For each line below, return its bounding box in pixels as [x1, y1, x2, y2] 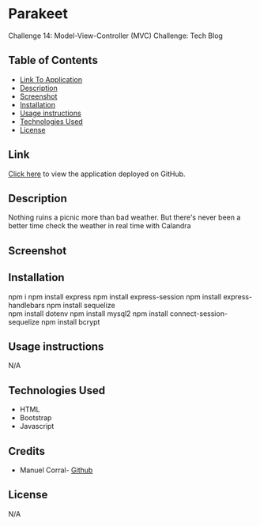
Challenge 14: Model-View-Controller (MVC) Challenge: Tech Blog [8, 31, 224, 40]
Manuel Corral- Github [19, 465, 93, 475]
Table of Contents [8, 54, 99, 67]
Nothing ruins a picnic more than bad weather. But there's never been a [8, 212, 241, 222]
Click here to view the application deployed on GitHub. [8, 169, 186, 178]
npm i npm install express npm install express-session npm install [8, 291, 222, 301]
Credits [8, 444, 46, 458]
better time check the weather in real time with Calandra [8, 221, 191, 231]
